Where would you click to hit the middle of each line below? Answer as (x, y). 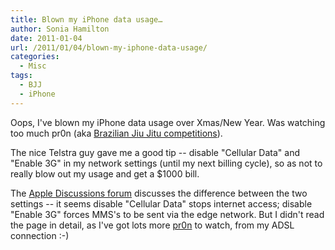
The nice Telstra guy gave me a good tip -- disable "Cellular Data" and (155, 152)
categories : (35, 57)
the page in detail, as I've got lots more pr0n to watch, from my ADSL (152, 225)
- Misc (33, 66)
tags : (21, 76)
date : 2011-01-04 (46, 38)
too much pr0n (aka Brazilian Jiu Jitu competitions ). (116, 133)
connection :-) (40, 235)
